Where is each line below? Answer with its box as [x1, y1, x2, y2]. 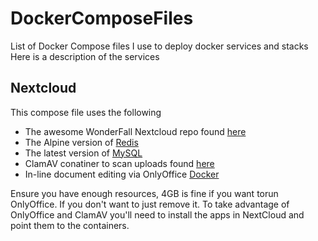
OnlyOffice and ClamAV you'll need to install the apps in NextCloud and [10, 208, 305, 221]
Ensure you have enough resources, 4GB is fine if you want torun [10, 187, 279, 199]
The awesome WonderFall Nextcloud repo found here [24, 125, 247, 137]
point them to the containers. [10, 219, 130, 231]
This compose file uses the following [10, 106, 162, 118]
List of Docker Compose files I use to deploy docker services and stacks [10, 40, 309, 52]
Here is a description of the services [10, 50, 160, 62]
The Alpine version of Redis [24, 136, 139, 148]
